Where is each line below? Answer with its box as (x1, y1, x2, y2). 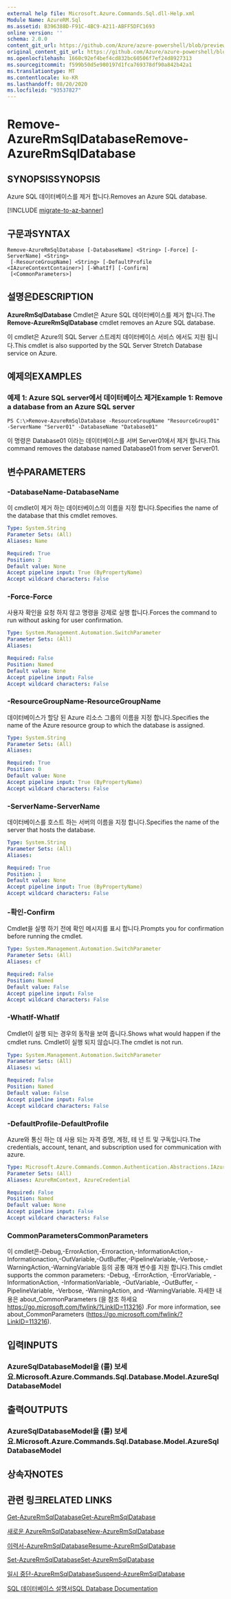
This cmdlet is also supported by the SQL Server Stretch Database (14, 341, 203, 349)
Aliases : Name (7, 537, 48, 544)
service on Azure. (7, 349, 57, 357)
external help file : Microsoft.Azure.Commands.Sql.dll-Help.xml (7, 10, 195, 17)
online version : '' (7, 29, 63, 37)
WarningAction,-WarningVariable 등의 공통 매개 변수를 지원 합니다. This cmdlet (7, 1263, 223, 1272)
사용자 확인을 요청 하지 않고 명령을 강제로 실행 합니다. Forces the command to (7, 608, 217, 617)
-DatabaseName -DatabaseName (7, 487, 120, 497)
